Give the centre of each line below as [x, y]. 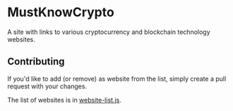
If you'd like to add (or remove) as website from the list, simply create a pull [117, 78]
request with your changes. [47, 86]
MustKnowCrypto [61, 12]
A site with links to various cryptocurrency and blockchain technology [109, 32]
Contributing [36, 62]
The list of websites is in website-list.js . [64, 100]
